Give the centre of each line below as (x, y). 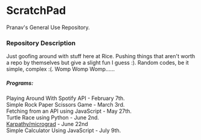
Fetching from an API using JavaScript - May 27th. (69, 111)
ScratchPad (36, 11)
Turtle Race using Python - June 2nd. (53, 118)
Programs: (20, 83)
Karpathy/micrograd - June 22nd (47, 124)
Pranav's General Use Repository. (48, 27)
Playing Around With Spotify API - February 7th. (65, 98)
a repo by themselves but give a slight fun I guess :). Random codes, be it (97, 63)
